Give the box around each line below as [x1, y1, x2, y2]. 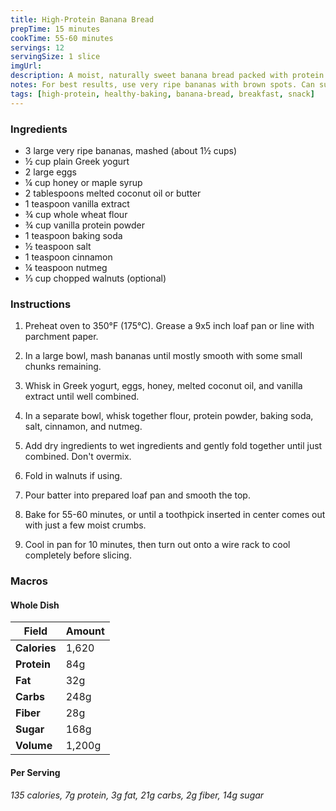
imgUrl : [10, 61, 43, 71]
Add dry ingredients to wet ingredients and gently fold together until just [24, 440, 323, 452]
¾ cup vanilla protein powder [24, 219, 145, 231]
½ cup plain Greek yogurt [24, 155, 130, 167]
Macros [10, 574, 48, 588]
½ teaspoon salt [24, 240, 92, 252]
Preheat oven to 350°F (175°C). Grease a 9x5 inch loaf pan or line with [24, 320, 315, 332]
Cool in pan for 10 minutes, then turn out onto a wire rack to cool [24, 539, 291, 551]
